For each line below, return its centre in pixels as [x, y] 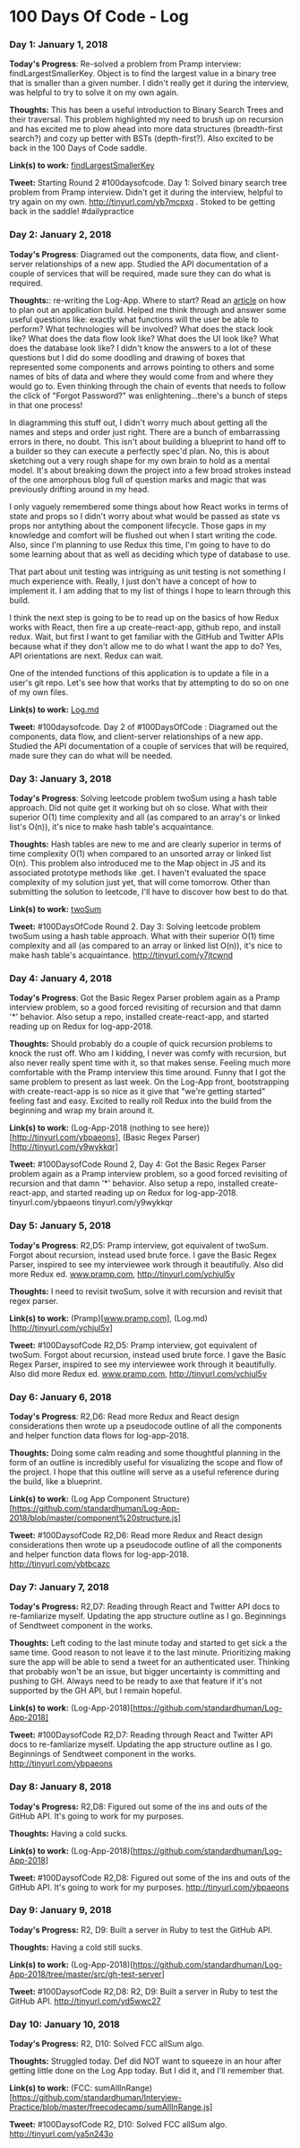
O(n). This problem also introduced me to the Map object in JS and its [138, 864]
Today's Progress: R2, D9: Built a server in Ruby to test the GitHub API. [141, 1929]
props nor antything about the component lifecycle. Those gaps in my [138, 526]
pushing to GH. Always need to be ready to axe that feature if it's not [136, 1681]
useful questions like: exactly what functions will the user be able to [134, 319]
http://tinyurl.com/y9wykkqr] [65, 1147]
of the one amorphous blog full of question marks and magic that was [138, 479]
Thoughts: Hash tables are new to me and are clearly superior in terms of [146, 844]
